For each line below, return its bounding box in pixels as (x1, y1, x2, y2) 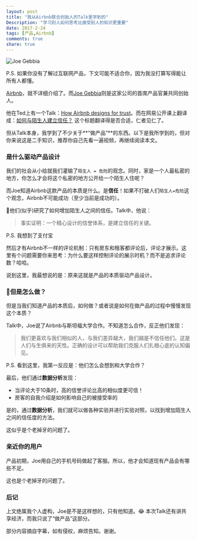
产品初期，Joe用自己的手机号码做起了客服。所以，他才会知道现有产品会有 (6, 457, 185, 464)
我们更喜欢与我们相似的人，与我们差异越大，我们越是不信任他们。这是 (20, 335, 191, 342)
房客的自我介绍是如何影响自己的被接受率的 (14, 394, 118, 401)
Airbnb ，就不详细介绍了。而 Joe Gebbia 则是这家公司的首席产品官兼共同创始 (6, 89, 189, 96)
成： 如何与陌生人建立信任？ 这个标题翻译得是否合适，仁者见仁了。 (6, 116, 167, 124)
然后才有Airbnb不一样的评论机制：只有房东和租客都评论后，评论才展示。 (6, 245, 182, 252)
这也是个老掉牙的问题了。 (6, 477, 68, 484)
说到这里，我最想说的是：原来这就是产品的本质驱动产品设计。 (6, 272, 155, 279)
